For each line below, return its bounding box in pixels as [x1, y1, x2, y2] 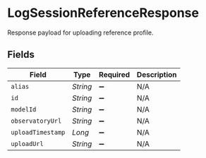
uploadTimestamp [11, 128, 66, 136]
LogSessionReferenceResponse [7, 5, 200, 21]
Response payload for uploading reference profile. [7, 28, 154, 37]
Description [136, 69, 178, 79]
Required [98, 69, 131, 79]
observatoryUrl [11, 116, 62, 125]
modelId [11, 105, 37, 114]
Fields [7, 49, 35, 61]
